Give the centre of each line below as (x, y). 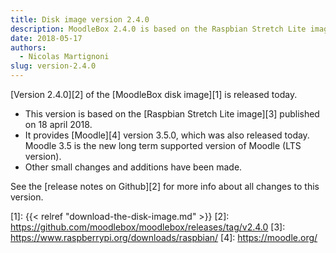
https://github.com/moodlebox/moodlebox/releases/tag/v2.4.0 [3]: (148, 227)
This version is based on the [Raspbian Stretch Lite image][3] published (172, 114)
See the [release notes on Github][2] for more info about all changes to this (165, 186)
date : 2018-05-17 (46, 38)
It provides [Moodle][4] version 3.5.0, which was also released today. (167, 135)
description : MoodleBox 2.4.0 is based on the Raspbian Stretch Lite (158, 29)
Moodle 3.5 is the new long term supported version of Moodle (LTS (163, 145)
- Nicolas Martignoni (64, 57)
